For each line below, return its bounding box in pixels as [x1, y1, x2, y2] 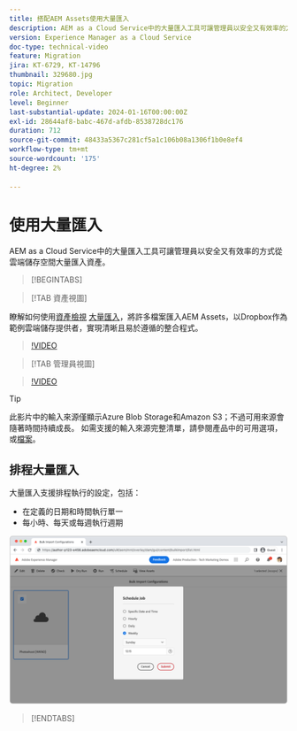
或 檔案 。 [9, 434, 41, 444]
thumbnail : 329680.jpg [9, 71, 93, 80]
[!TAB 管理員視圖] [30, 358, 95, 369]
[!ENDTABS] [30, 713, 75, 724]
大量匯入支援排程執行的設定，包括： [9, 488, 141, 498]
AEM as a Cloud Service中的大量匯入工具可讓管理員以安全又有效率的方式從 [9, 246, 283, 257]
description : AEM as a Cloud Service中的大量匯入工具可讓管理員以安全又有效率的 [9, 23, 286, 33]
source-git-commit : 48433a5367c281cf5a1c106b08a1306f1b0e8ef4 [9, 135, 243, 145]
